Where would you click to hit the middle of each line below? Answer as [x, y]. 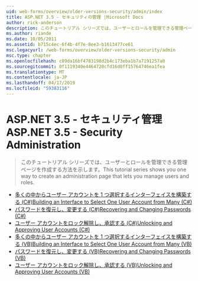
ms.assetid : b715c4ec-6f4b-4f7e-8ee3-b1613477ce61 [70, 45]
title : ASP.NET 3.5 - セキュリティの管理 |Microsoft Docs [75, 17]
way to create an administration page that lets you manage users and [105, 176]
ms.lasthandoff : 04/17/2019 [41, 83]
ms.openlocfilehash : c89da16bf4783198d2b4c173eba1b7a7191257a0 [86, 61]
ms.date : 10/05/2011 [32, 39]
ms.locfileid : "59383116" [38, 89]
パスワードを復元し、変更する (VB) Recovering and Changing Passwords [103, 251]
